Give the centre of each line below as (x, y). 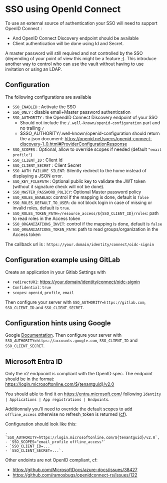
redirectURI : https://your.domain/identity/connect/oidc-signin (76, 282)
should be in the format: (30, 379)
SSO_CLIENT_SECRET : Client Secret (47, 165)
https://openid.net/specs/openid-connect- (108, 138)
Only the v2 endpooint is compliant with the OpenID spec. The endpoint (79, 374)
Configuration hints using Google (58, 323)
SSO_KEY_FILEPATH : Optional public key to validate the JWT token (79, 181)
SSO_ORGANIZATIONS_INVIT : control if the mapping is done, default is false (87, 223)
